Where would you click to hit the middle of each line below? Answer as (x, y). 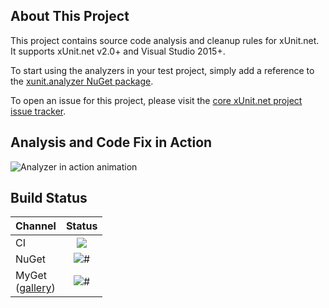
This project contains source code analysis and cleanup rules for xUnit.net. (165, 40)
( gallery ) (35, 288)
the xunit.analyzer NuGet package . (82, 81)
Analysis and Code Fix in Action (111, 142)
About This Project (70, 16)
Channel (36, 226)
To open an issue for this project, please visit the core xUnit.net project (156, 100)
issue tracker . (38, 111)
